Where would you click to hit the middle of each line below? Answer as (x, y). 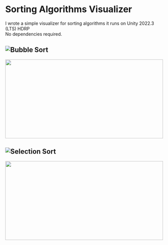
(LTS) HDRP (18, 28)
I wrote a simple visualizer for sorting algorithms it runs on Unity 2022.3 (80, 23)
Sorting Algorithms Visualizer (69, 9)
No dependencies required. (34, 34)
